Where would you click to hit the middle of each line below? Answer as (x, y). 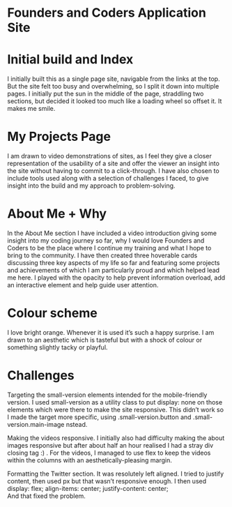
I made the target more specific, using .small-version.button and (99, 417)
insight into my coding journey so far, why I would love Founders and (106, 241)
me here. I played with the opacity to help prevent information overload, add (116, 278)
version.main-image (36, 424)
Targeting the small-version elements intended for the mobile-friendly (107, 395)
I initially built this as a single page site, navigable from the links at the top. (114, 79)
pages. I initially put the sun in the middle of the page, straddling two (106, 94)
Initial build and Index (70, 60)
